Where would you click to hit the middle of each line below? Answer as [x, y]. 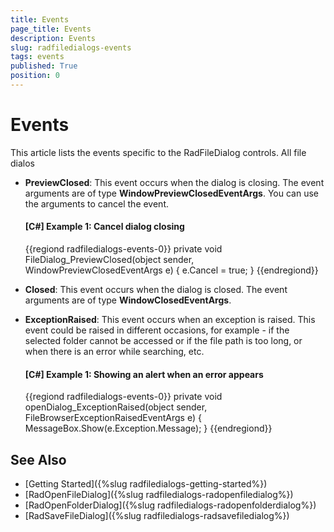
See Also [38, 459]
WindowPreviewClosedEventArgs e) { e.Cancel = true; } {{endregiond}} [171, 270]
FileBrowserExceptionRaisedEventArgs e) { [113, 418]
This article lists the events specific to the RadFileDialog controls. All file [158, 152]
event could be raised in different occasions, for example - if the [157, 330]
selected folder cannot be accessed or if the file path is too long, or [163, 341]
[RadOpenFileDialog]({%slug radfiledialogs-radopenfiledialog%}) [159, 495]
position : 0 [35, 76]
